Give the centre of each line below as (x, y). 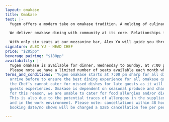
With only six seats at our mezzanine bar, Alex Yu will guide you (82, 42)
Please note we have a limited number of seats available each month (84, 70)
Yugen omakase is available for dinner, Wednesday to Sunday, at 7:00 (85, 65)
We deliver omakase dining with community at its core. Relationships (85, 33)
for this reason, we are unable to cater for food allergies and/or (83, 93)
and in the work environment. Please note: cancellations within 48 (83, 103)
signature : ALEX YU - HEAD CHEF (39, 47)
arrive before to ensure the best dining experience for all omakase (84, 79)
